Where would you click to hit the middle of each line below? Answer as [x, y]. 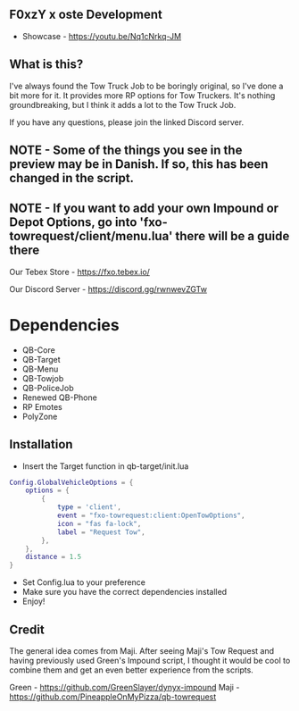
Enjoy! [33, 601]
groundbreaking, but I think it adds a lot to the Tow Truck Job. [123, 105]
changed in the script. [72, 178]
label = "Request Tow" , [101, 532]
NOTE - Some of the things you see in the [126, 151]
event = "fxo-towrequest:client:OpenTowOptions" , [151, 516]
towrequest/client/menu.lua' [91, 236]
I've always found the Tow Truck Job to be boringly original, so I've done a [146, 86]
